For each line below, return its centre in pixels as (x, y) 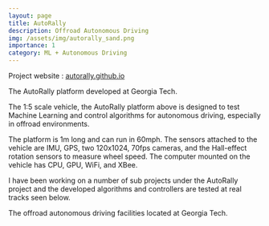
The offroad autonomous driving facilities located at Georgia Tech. (118, 213)
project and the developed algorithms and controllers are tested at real (125, 189)
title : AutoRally (37, 23)
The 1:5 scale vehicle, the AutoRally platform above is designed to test (124, 107)
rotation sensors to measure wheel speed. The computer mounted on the (129, 156)
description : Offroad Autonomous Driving (79, 30)
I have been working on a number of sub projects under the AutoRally (123, 180)
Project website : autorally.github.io (67, 76)
